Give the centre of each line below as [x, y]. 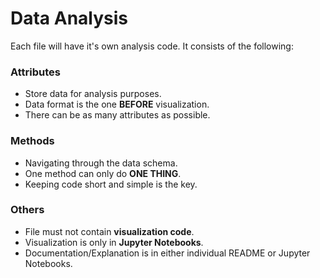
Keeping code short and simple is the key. [111, 184]
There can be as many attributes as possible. [117, 115]
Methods [32, 141]
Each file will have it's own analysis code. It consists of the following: [152, 46]
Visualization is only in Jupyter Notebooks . [114, 242]
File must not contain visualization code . [109, 231]
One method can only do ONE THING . [103, 173]
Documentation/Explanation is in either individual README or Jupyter [167, 253]
